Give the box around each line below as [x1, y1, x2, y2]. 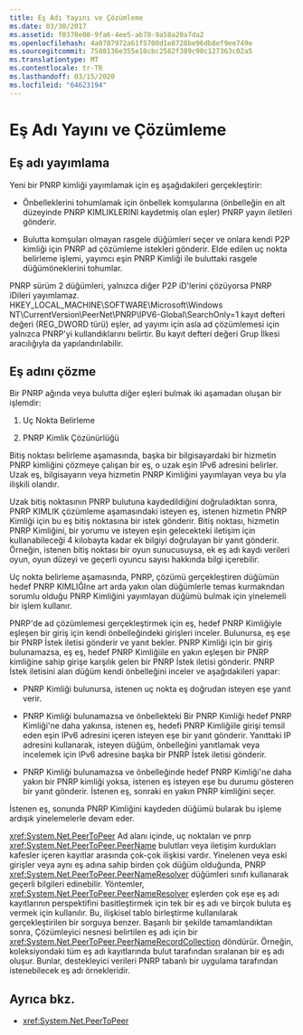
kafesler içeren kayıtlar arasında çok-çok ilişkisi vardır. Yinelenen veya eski [9, 850, 288, 860]
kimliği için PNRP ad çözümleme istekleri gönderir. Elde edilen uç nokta [22, 243, 288, 254]
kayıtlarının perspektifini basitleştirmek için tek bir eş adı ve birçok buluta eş [9, 897, 292, 909]
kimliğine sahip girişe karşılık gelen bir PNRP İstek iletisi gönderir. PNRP [9, 657, 275, 668]
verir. [22, 693, 43, 704]
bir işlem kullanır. [9, 601, 72, 612]
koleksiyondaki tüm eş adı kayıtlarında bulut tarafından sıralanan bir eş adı [9, 946, 285, 957]
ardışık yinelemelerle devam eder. [9, 813, 136, 824]
